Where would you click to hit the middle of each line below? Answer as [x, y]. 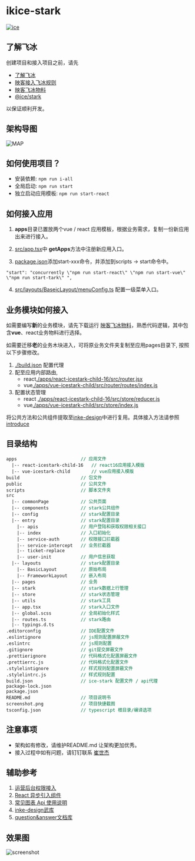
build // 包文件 [54, 478]
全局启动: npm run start [44, 186]
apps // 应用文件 [56, 459]
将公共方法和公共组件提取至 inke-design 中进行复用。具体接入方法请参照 [93, 417]
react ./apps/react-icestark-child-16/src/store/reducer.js [92, 399]
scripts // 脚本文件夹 [58, 490]
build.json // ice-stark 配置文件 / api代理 [82, 681]
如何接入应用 [29, 214]
